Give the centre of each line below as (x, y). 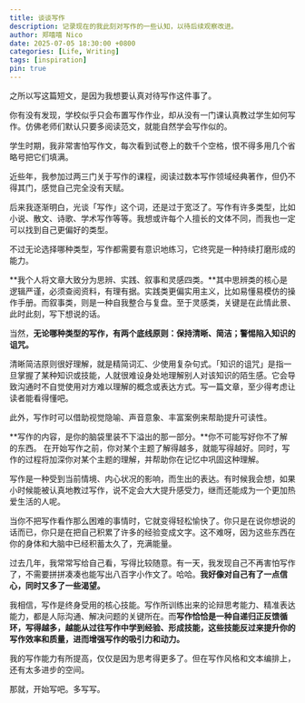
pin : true (28, 69)
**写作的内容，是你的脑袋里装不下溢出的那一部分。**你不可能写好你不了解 (149, 437)
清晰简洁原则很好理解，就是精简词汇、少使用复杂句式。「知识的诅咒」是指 (147, 364)
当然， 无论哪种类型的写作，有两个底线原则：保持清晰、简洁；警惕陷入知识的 (152, 333)
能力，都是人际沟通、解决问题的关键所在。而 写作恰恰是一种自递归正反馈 (144, 616)
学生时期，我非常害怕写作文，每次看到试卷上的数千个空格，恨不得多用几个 (148, 146)
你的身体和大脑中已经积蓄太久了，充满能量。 (93, 543)
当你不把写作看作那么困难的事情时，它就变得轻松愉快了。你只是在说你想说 (148, 520)
